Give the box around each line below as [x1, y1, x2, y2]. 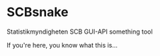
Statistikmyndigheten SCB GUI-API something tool [6, 27, 153, 36]
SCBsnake [6, 4, 69, 20]
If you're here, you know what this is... [6, 41, 118, 49]
